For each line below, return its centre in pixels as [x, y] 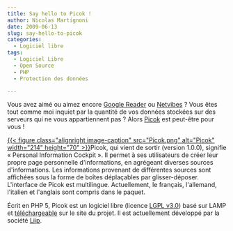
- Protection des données [51, 79]
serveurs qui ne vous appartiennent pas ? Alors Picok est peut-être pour [111, 119]
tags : [15, 53]
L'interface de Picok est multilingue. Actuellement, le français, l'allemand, [112, 185]
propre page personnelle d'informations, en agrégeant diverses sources [110, 163]
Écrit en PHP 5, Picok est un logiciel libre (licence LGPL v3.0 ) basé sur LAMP [117, 206]
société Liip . [25, 221]
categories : [24, 40]
